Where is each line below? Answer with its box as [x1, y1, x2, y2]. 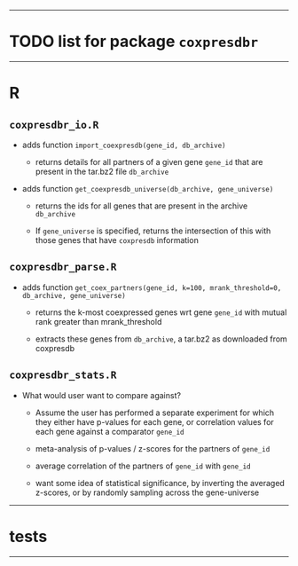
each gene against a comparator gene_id [35, 426, 184, 436]
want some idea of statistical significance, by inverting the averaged [35, 477, 286, 488]
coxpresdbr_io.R [9, 118, 99, 131]
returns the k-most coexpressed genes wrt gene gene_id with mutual [35, 307, 287, 318]
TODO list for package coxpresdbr [9, 32, 259, 51]
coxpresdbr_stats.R [9, 369, 117, 381]
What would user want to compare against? [21, 389, 182, 400]
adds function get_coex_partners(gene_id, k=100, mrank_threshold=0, [21, 281, 282, 293]
